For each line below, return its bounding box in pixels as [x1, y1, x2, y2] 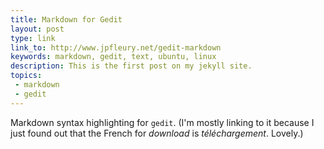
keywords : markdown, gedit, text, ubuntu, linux [10, 52, 217, 62]
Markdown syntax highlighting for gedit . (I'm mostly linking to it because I [10, 116, 315, 128]
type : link [10, 33, 56, 43]
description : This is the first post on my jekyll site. [10, 61, 253, 71]
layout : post [10, 24, 65, 34]
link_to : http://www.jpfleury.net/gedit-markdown [10, 42, 222, 53]
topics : [10, 71, 43, 81]
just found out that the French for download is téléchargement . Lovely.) [10, 127, 304, 139]
